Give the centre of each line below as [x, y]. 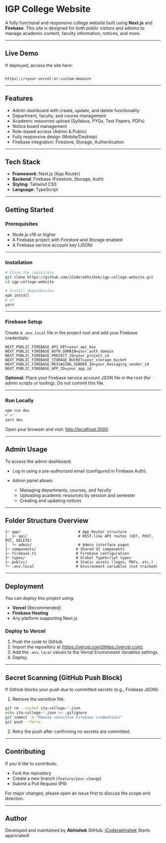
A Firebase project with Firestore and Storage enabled [67, 240]
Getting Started [29, 210]
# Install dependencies [30, 291]
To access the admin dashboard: [38, 461]
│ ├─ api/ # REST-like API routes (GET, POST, [79, 536]
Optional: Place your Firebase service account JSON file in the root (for [78, 378]
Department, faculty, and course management [59, 116]
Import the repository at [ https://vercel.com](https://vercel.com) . [78, 647]
